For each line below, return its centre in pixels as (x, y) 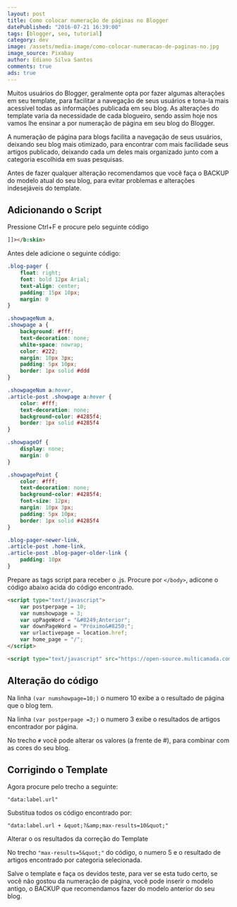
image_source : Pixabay (41, 54)
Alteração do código (53, 681)
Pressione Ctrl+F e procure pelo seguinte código (78, 227)
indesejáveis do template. (44, 188)
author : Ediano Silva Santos (50, 60)
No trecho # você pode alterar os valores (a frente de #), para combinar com (119, 740)
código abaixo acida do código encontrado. (71, 587)
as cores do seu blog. (39, 747)
